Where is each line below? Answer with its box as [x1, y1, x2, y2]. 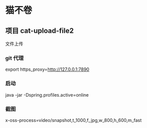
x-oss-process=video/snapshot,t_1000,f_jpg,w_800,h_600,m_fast [5, 117, 142, 123]
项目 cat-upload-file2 [5, 26, 74, 35]
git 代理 [5, 54, 24, 61]
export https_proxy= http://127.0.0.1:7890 [5, 66, 90, 72]
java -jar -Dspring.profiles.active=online [5, 92, 89, 98]
